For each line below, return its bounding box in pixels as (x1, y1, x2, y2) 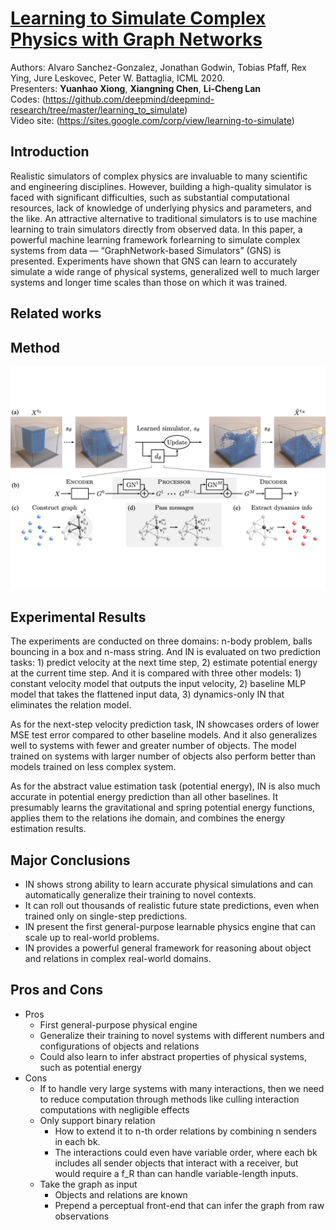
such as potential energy (39, 1061, 142, 1073)
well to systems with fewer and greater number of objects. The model (10, 740, 297, 752)
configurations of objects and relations (39, 1040, 200, 1052)
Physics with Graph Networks (10, 28, 263, 51)
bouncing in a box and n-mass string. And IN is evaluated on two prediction (10, 646, 322, 658)
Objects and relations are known (54, 1188, 188, 1201)
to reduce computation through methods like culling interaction (39, 1093, 300, 1105)
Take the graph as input (39, 1178, 138, 1190)
